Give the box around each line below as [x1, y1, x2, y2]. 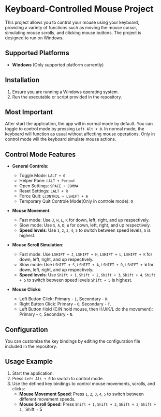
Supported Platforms [5, 49, 70, 57]
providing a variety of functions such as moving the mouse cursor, [5, 24, 137, 30]
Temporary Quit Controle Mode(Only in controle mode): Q [19, 198, 133, 204]
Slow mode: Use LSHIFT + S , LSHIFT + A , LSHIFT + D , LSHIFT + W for [19, 262, 154, 268]
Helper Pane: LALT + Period [19, 178, 75, 184]
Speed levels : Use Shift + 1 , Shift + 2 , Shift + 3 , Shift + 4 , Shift [19, 272, 156, 278]
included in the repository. [5, 343, 57, 349]
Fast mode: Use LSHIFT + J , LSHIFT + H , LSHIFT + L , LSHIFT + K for [19, 251, 153, 257]
